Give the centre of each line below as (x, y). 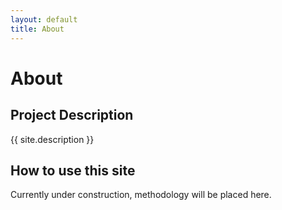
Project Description (72, 115)
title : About (37, 29)
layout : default (44, 19)
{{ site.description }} (52, 139)
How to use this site (73, 170)
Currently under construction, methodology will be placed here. (141, 195)
